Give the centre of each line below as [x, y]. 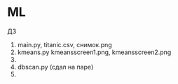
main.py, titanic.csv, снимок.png [64, 44]
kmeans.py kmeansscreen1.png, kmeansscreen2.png [94, 52]
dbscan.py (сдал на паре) [55, 67]
